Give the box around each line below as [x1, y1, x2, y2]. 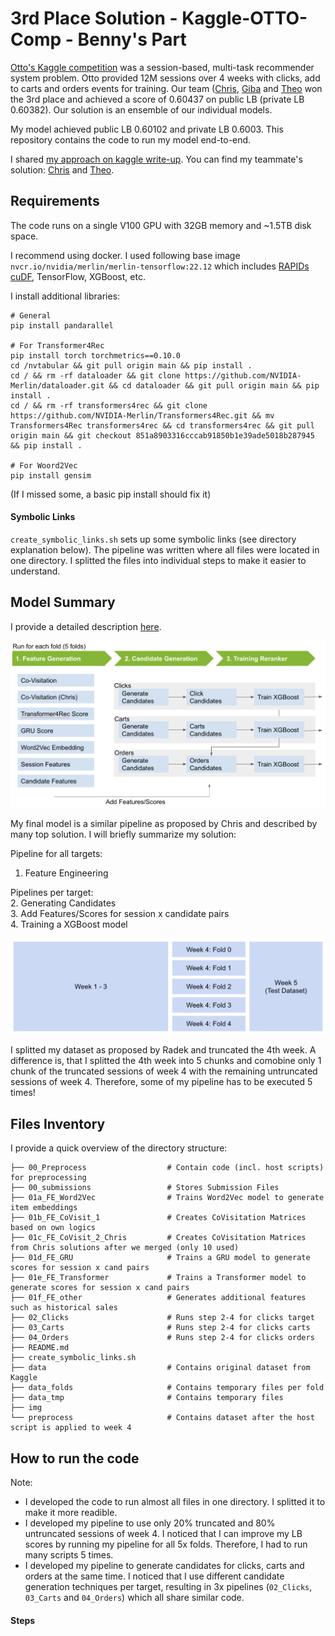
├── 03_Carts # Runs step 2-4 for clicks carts [10, 1323, 311, 1333]
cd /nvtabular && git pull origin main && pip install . [10, 360, 253, 371]
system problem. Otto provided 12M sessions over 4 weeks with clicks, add [10, 72, 321, 84]
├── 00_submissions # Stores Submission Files [10, 1183, 280, 1193]
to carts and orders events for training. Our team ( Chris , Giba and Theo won [10, 82, 323, 94]
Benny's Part [77, 28, 187, 51]
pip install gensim [10, 470, 92, 481]
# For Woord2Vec [10, 460, 78, 471]
